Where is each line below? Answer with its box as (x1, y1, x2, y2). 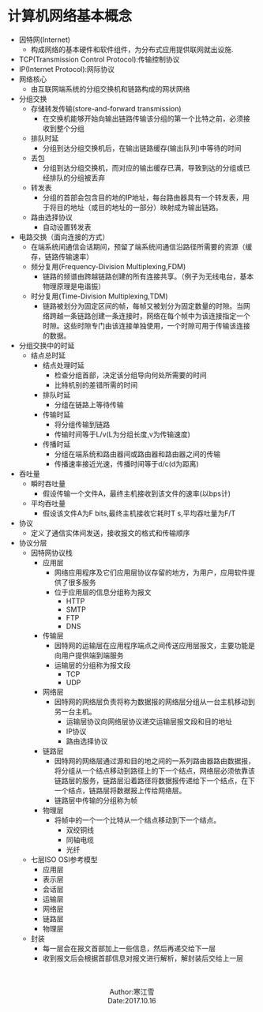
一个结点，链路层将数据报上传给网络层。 (54, 785, 186, 795)
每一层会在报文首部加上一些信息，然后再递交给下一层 (42, 943, 216, 953)
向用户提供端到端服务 (54, 650, 124, 660)
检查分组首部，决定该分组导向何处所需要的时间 (54, 370, 207, 380)
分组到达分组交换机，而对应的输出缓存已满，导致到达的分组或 (42, 163, 244, 172)
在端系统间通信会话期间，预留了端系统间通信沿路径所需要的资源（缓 (30, 242, 253, 251)
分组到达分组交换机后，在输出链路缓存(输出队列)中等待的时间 (42, 143, 242, 152)
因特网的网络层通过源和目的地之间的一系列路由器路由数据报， (54, 755, 256, 766)
